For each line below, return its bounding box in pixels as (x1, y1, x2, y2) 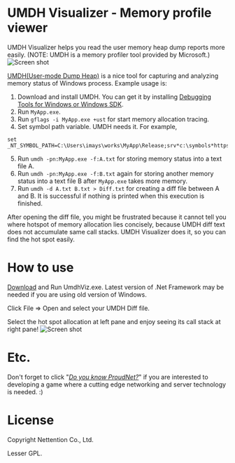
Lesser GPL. (7, 449, 43, 457)
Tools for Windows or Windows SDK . (17, 100, 124, 108)
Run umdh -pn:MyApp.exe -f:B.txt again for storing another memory (17, 169, 214, 177)
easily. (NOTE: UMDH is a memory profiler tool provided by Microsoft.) (7, 51, 211, 59)
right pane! (7, 325, 39, 333)
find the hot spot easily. (7, 235, 76, 243)
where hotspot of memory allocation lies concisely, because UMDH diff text (7, 220, 225, 229)
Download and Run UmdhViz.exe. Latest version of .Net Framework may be (7, 283, 225, 291)
